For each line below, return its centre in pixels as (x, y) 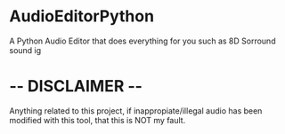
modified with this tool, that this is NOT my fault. (98, 120)
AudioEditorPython (81, 16)
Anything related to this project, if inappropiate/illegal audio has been (136, 110)
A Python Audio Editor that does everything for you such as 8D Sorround (142, 41)
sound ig (25, 50)
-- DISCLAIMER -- (76, 87)
